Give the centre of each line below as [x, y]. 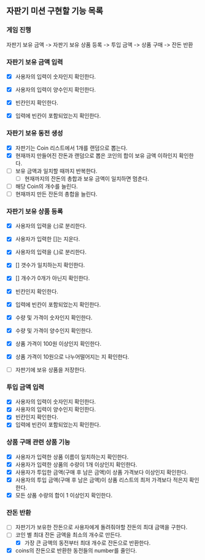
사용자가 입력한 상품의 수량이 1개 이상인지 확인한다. [76, 464]
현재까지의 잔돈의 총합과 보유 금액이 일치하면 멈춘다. [87, 178]
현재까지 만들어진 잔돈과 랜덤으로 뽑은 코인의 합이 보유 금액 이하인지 [96, 155]
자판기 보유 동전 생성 [35, 133]
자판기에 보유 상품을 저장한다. [51, 370]
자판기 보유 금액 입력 [35, 62]
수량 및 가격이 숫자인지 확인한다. [54, 317]
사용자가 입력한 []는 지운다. [48, 239]
